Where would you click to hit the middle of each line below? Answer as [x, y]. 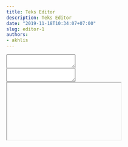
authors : [17, 35]
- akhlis [17, 40]
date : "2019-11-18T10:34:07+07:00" [51, 23]
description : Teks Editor [39, 18]
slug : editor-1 [25, 29]
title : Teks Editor [31, 12]
